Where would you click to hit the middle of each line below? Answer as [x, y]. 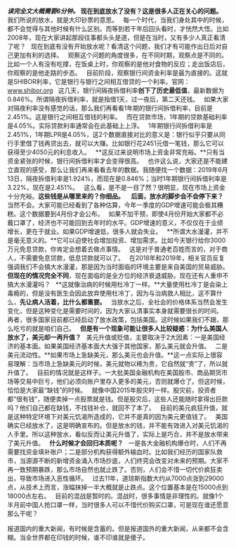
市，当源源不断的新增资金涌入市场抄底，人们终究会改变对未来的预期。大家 [115, 461]
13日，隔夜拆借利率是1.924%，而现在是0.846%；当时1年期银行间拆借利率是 [117, 178]
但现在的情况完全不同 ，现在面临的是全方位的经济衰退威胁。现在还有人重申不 [118, 275]
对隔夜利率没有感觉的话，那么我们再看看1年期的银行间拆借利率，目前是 [110, 108]
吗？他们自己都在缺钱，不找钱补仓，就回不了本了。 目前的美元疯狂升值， [114, 408]
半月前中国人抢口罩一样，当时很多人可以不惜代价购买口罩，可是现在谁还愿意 [118, 505]
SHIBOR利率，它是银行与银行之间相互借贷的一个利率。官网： [102, 81]
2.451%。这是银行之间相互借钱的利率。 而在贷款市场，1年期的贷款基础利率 [117, 117]
